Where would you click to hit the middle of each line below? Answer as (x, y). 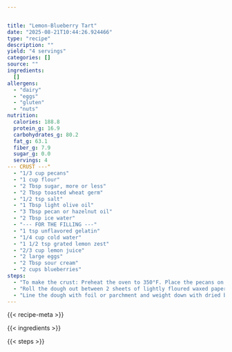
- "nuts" (26, 109)
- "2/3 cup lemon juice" (49, 250)
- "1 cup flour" (37, 179)
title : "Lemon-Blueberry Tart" (52, 26)
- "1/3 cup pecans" (41, 173)
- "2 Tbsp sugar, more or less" (60, 186)
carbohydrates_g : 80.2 (46, 135)
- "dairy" (27, 90)
